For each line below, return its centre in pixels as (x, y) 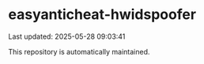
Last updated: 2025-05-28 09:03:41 (67, 36)
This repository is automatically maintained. (79, 51)
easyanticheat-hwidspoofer (102, 15)
